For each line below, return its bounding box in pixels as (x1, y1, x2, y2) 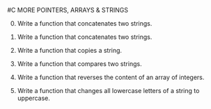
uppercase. (17, 94, 51, 102)
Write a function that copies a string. (17, 47, 123, 54)
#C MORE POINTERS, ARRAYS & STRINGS (7, 6, 129, 14)
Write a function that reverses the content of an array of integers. (17, 73, 205, 81)
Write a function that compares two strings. (17, 60, 142, 68)
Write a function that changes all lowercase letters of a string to (17, 87, 200, 94)
